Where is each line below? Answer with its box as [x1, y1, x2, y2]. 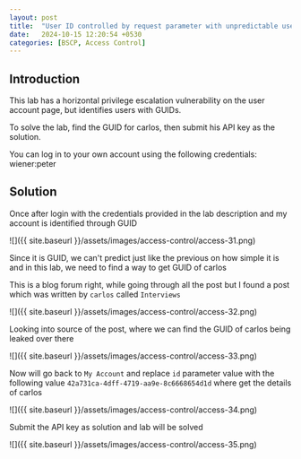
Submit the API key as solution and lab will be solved [9, 421, 203, 432]
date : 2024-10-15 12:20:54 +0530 [9, 30, 142, 39]
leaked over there [9, 333, 74, 343]
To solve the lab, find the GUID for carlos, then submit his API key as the [9, 122, 276, 133]
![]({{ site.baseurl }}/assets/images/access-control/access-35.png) [9, 438, 257, 449]
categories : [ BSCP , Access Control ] [9, 38, 146, 48]
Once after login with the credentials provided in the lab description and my [9, 208, 288, 219]
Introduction [9, 71, 81, 86]
